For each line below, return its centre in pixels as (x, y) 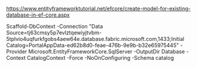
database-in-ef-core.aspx (38, 15)
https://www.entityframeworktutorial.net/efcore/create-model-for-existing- (98, 9)
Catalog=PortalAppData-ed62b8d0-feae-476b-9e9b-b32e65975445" (93, 45)
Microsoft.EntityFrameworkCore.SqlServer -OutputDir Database (107, 52)
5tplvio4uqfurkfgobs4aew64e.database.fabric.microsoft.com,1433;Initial (95, 39)
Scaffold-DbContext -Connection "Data (55, 26)
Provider (17, 52)
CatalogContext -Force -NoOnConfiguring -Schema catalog (100, 58)
